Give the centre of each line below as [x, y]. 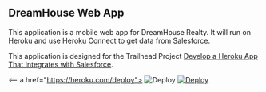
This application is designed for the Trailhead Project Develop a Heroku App [133, 56]
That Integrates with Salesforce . [61, 64]
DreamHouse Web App [66, 13]
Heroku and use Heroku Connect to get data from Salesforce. [109, 40]
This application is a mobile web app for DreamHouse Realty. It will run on [130, 32]
